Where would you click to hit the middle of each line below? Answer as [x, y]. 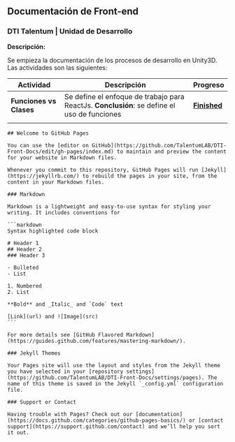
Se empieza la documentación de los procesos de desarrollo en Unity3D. [112, 60]
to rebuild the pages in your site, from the [150, 176]
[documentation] [159, 414]
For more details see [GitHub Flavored [65, 334]
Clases [22, 110]
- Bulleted [23, 267]
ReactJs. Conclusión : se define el [120, 105]
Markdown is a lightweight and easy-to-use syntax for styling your [109, 206]
